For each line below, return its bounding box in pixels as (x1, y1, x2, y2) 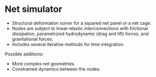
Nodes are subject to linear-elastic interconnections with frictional (11, 25, 148, 31)
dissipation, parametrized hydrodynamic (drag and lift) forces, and (11, 30, 149, 36)
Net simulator (4, 3, 62, 15)
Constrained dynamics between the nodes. (11, 66, 101, 72)
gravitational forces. (11, 36, 53, 42)
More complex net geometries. (11, 60, 75, 66)
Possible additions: (4, 51, 43, 57)
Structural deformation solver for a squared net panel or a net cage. (11, 20, 151, 26)
